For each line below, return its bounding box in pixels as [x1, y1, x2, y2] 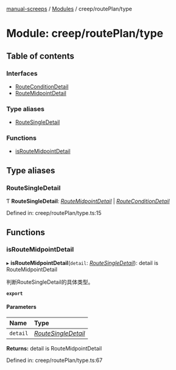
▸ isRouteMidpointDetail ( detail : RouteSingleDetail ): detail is [6, 259, 158, 266]
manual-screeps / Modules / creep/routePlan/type [6, 5, 133, 12]
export [6, 290, 23, 297]
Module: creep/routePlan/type [6, 27, 163, 40]
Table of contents [6, 51, 74, 61]
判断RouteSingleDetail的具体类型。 [6, 278, 94, 286]
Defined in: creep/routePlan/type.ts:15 [6, 209, 102, 217]
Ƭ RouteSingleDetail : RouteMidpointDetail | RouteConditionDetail [6, 198, 170, 205]
